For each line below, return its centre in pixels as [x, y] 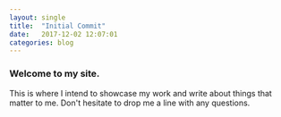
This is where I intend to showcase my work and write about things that [141, 93]
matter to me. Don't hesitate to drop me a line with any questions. [130, 103]
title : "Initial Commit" [57, 26]
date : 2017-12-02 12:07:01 [64, 34]
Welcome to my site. [55, 74]
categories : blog [42, 42]
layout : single [38, 17]
